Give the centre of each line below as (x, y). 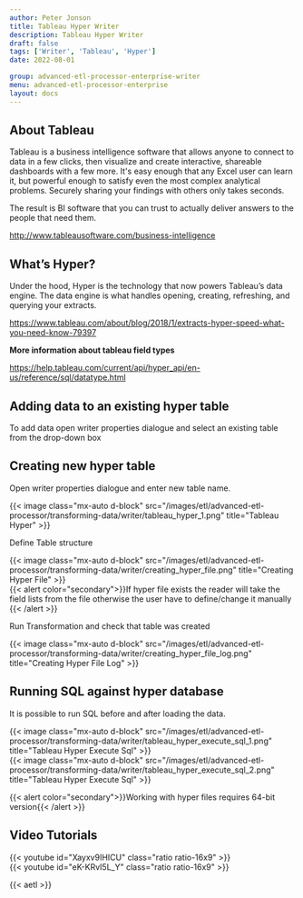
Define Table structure (51, 543)
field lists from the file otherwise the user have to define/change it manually (151, 599)
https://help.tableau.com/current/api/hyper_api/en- (105, 368)
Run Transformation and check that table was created (110, 626)
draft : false (34, 43)
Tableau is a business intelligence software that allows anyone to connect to (152, 152)
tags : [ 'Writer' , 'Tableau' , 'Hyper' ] (83, 52)
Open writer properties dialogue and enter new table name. (120, 488)
